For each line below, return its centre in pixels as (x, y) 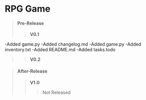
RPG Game (28, 9)
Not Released (57, 92)
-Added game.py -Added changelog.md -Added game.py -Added (73, 44)
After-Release (32, 71)
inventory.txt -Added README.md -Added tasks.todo (60, 50)
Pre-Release (30, 23)
